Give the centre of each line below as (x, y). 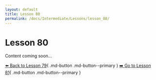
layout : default (21, 9)
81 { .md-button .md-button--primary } (43, 73)
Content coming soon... (28, 56)
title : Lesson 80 (23, 14)
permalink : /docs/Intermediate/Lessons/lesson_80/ (57, 18)
